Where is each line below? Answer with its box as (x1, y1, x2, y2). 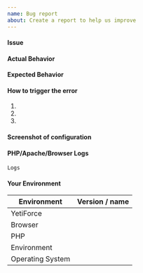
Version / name (76, 197, 130, 206)
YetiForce (11, 209, 42, 218)
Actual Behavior (7, 54, 55, 63)
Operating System (11, 254, 71, 264)
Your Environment (7, 179, 61, 188)
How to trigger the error (7, 86, 79, 94)
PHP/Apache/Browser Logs (7, 148, 89, 157)
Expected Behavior (7, 71, 64, 79)
